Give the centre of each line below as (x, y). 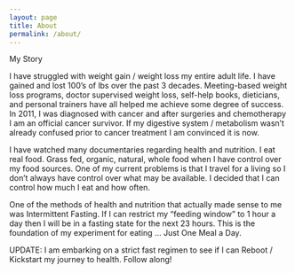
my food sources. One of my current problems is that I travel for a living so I (147, 168)
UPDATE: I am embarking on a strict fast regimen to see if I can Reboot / (141, 250)
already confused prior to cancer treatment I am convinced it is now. (134, 133)
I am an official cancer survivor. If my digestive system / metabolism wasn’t (147, 123)
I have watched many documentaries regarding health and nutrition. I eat (142, 150)
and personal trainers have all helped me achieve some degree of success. (147, 105)
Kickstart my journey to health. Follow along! (91, 260)
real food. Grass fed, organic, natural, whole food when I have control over (145, 160)
